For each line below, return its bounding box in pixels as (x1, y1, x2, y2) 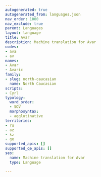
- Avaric (5, 68, 23, 73)
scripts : (5, 86, 23, 91)
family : (5, 72, 21, 77)
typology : (5, 95, 26, 100)
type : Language (9, 160, 41, 165)
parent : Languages (5, 26, 43, 31)
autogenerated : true (5, 7, 48, 12)
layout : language (5, 30, 41, 35)
